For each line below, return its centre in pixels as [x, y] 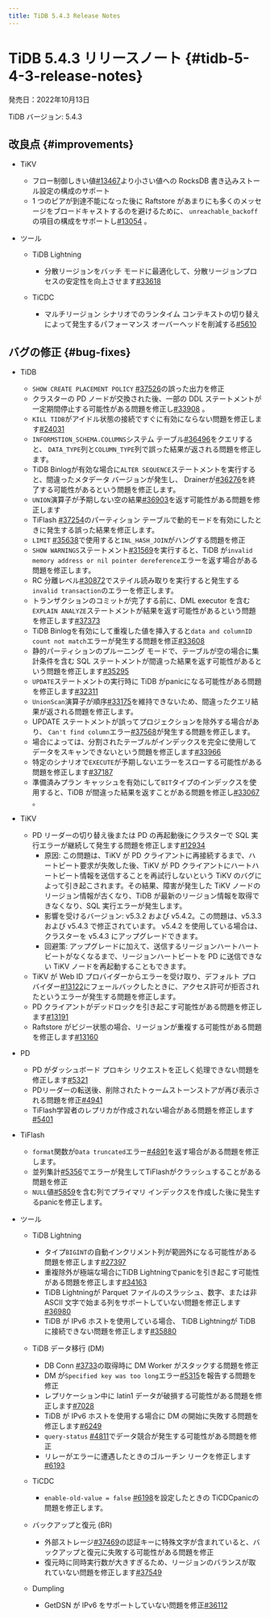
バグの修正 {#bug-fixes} [70, 352]
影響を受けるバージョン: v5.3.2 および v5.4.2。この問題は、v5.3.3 [153, 916]
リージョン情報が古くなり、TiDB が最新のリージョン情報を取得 [148, 896]
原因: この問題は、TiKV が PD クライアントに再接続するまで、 [146, 856]
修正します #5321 [60, 1080]
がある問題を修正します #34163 [96, 1282]
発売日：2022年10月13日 [49, 99]
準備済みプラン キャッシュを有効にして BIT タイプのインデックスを [141, 782]
